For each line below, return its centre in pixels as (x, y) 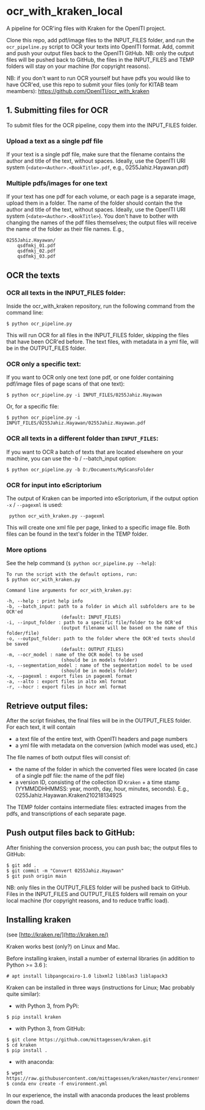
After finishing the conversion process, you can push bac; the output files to (102, 848)
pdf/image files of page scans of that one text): (66, 384)
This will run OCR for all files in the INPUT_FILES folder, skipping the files (98, 335)
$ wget (15, 1073)
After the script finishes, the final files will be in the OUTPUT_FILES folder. (99, 721)
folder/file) (23, 633)
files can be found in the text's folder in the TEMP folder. (77, 534)
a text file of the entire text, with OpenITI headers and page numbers (101, 739)
